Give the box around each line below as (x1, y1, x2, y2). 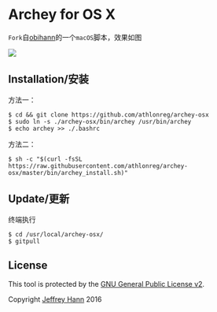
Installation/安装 (8, 72, 89, 86)
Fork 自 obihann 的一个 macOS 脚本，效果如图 (8, 32, 142, 42)
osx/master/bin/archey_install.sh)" (8, 169, 128, 176)
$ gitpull (8, 237, 41, 245)
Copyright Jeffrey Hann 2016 (8, 295, 102, 304)
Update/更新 (8, 192, 70, 206)
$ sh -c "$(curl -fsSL (8, 155, 83, 163)
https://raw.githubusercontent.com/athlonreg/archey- (8, 162, 189, 170)
